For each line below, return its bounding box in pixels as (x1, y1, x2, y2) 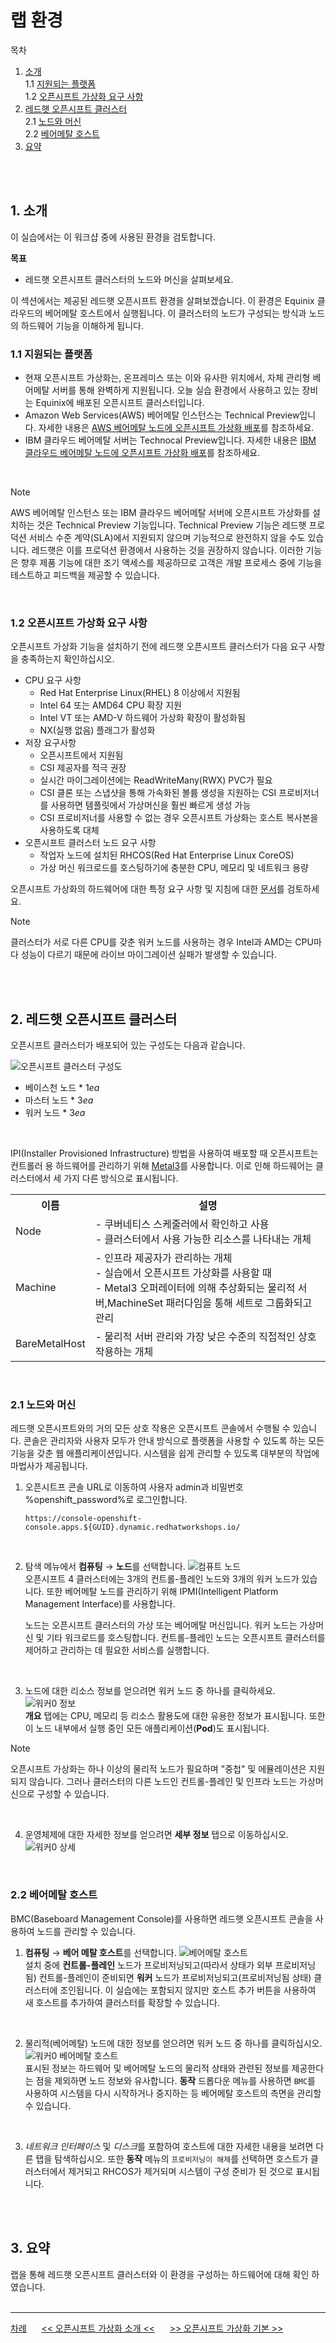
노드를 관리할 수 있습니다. (36, 1925, 137, 1937)
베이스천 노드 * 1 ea (24, 1082, 100, 1094)
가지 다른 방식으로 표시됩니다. (63, 1172, 179, 1185)
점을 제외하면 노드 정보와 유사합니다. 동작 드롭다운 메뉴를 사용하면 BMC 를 (35, 2074, 316, 2086)
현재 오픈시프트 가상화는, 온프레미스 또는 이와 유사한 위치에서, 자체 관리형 (24, 372, 311, 384)
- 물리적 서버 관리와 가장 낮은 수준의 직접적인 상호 (94, 1330, 317, 1344)
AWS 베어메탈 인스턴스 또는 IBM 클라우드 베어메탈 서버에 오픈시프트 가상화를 (10, 507, 311, 519)
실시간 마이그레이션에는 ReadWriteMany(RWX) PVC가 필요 (39, 774, 273, 786)
